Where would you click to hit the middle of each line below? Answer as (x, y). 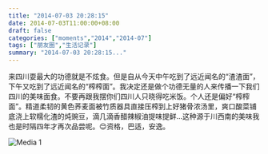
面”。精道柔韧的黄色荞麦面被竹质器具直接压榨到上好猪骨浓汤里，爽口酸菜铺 (133, 106)
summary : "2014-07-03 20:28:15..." (68, 53)
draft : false (30, 30)
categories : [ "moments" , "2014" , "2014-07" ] (80, 38)
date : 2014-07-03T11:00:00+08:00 (64, 23)
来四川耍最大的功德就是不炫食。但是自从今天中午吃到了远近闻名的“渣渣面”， (134, 76)
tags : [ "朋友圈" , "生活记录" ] (53, 45)
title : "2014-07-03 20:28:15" (59, 16)
